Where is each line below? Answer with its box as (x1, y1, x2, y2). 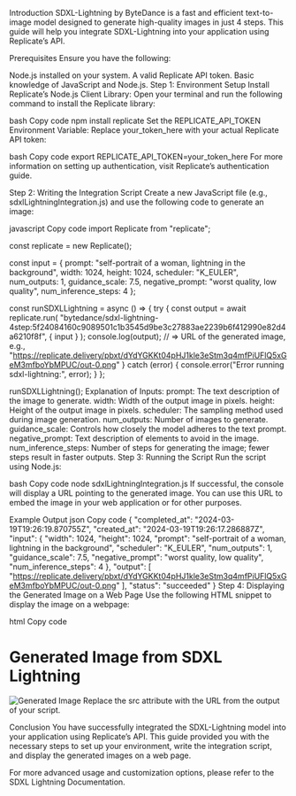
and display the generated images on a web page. (9, 750, 192, 761)
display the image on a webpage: (9, 599, 130, 609)
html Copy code (9, 616, 68, 627)
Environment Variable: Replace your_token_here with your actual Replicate (9, 125, 280, 135)
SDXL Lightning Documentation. (9, 777, 125, 787)
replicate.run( (9, 313, 59, 322)
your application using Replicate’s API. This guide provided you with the (9, 730, 269, 742)
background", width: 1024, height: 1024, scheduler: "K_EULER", (9, 267, 239, 277)
